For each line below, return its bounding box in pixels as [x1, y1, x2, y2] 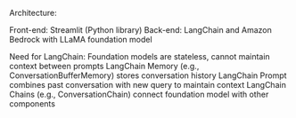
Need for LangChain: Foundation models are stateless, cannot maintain [9, 51, 270, 61]
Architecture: [9, 8, 58, 18]
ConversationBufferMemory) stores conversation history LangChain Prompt [9, 70, 287, 81]
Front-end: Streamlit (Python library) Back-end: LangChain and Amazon [9, 25, 272, 35]
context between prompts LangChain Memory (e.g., [9, 61, 200, 71]
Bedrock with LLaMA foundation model [9, 35, 153, 44]
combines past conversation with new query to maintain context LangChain [9, 80, 287, 90]
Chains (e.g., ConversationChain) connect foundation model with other [9, 89, 269, 99]
